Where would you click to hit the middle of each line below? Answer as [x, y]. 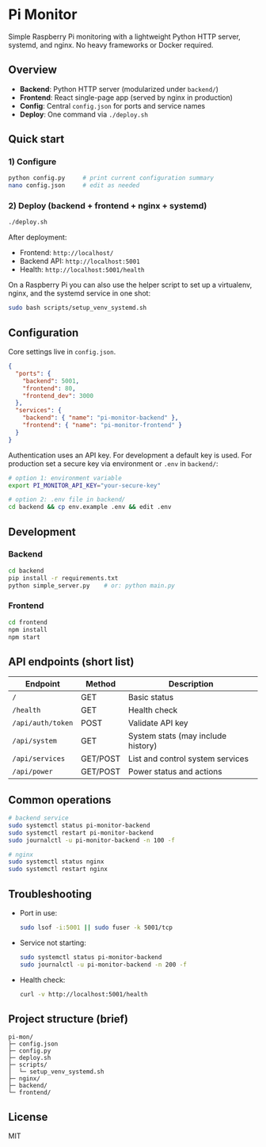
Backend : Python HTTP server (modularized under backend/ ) [119, 89]
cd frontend [28, 622]
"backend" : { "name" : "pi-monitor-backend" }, [101, 418]
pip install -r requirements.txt [63, 578]
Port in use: [38, 912]
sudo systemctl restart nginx [58, 870]
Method [101, 684]
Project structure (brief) [68, 1019]
